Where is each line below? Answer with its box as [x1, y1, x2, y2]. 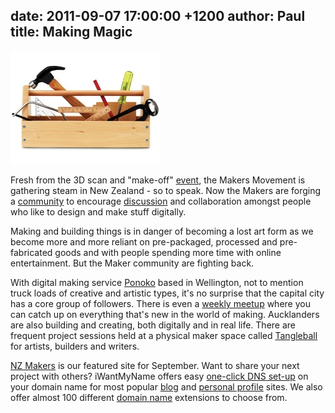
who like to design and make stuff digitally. [10, 205, 187, 218]
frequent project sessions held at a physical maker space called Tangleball [10, 329, 318, 341]
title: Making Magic [10, 24, 133, 41]
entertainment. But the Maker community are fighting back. [10, 257, 255, 269]
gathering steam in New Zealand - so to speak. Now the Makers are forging [10, 184, 322, 196]
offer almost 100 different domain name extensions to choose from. [10, 391, 288, 403]
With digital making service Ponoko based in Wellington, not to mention [10, 276, 304, 288]
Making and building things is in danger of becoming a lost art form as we [10, 225, 314, 237]
